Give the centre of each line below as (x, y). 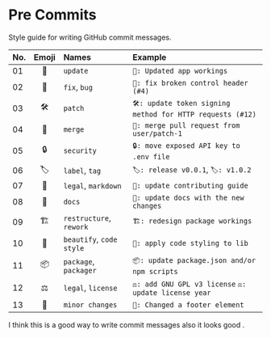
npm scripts (156, 271)
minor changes (90, 304)
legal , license (90, 287)
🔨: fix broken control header (190, 83)
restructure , (87, 218)
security (80, 150)
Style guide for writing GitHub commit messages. (90, 37)
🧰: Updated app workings (180, 71)
